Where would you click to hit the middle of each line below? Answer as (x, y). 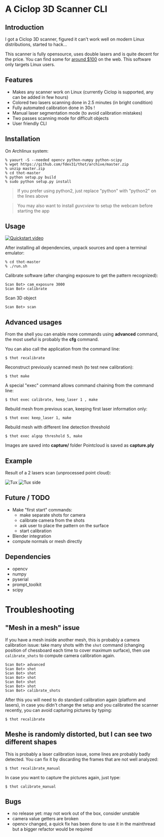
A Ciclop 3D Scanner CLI (56, 9)
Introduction (25, 27)
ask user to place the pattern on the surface (64, 525)
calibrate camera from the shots (52, 520)
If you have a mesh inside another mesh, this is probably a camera (72, 640)
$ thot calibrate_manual (31, 787)
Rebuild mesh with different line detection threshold (57, 427)
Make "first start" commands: (42, 509)
